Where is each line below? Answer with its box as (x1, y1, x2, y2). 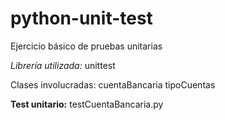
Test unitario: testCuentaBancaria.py (10, 98, 164, 110)
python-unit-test (10, 7, 153, 30)
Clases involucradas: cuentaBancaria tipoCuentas (10, 78, 216, 91)
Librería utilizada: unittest (10, 59, 116, 71)
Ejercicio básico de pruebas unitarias (10, 40, 163, 52)
